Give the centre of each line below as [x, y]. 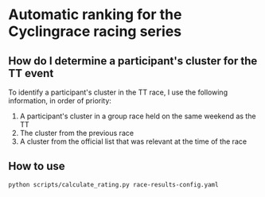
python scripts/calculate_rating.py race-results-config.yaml [113, 184]
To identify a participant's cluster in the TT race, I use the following [118, 92]
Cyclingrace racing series [95, 31]
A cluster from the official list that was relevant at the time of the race [133, 141]
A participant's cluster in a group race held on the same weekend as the [138, 116]
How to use [37, 166]
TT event [31, 73]
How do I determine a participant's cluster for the [133, 61]
